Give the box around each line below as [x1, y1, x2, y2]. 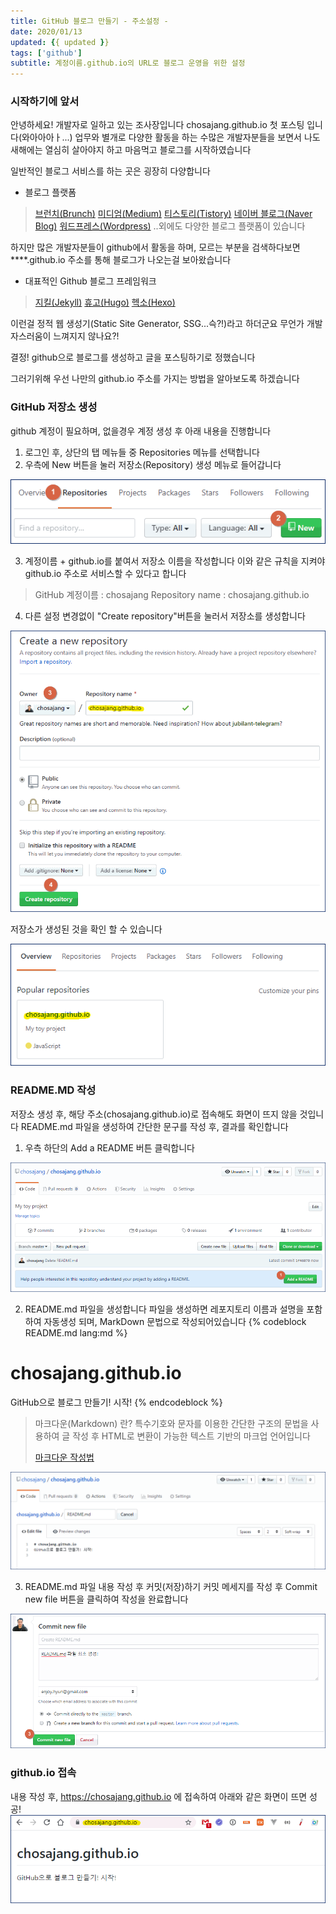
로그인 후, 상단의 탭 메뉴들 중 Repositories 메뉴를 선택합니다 [24, 446, 260, 458]
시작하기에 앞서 [10, 95, 80, 109]
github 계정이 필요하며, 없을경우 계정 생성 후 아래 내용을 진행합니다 [10, 425, 272, 437]
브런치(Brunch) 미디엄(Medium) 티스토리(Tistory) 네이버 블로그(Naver [34, 208, 313, 220]
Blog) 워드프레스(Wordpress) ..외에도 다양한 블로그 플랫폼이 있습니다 [34, 220, 306, 232]
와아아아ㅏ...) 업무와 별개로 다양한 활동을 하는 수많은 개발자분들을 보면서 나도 [21, 131, 321, 144]
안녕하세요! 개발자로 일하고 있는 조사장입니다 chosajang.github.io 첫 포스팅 [10, 119, 305, 131]
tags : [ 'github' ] [10, 48, 83, 58]
